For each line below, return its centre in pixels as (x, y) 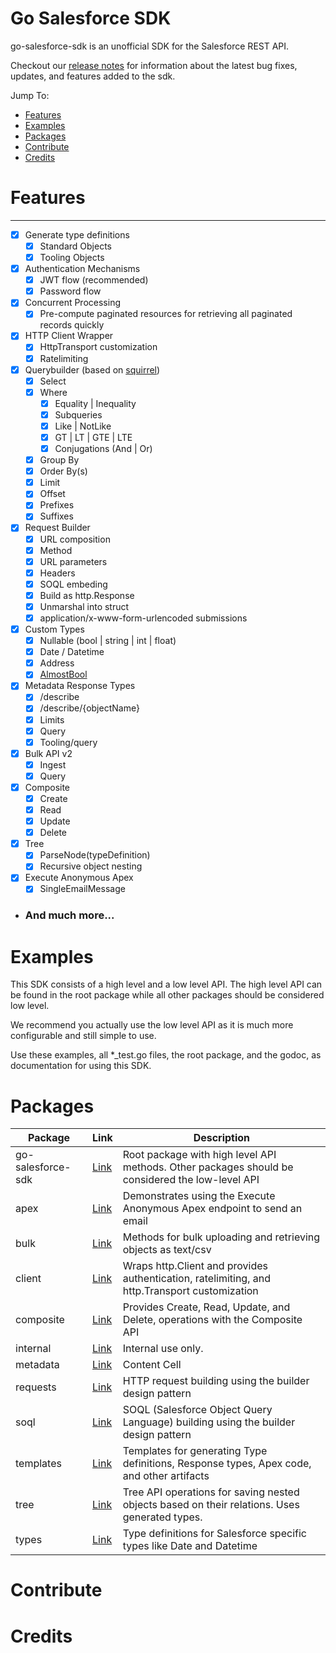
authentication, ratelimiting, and (197, 1279)
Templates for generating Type (195, 1451)
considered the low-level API (191, 1180)
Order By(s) (63, 471)
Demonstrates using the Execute (199, 1196)
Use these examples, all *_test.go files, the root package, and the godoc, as (166, 1055)
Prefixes (57, 505)
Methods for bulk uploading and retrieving (221, 1237)
